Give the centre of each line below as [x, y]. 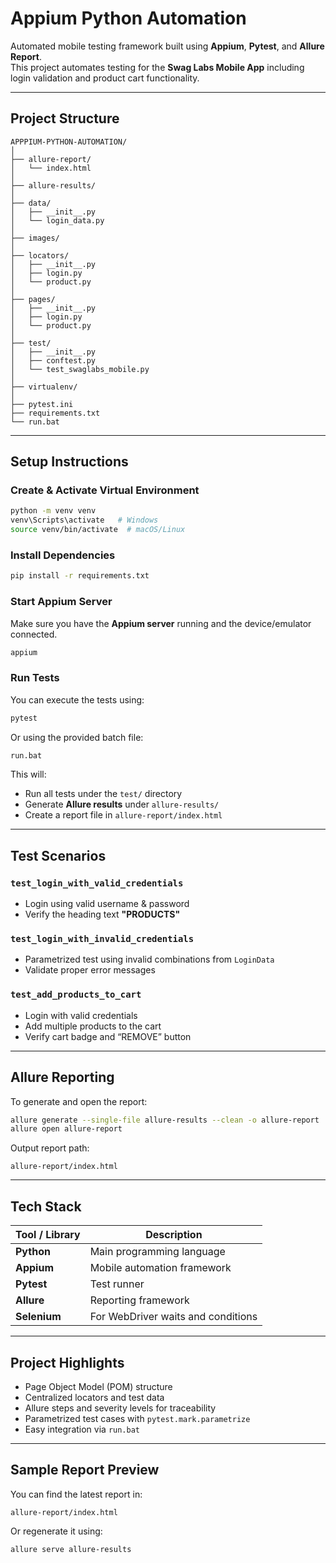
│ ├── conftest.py [53, 360]
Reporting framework [139, 1300]
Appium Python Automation [128, 18]
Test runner [117, 1284]
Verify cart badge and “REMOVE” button [108, 1036]
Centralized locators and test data [94, 1397]
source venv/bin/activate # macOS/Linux [98, 530]
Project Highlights [67, 1362]
